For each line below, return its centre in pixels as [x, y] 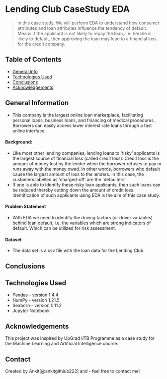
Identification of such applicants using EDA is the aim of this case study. [86, 195]
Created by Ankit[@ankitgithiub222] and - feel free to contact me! [73, 371]
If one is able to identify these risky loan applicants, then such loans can [86, 185]
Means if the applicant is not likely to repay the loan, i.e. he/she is [84, 33]
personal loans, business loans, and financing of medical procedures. [83, 120]
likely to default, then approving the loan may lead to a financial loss [87, 39]
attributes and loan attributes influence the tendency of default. [82, 28]
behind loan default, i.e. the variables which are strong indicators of [82, 223]
